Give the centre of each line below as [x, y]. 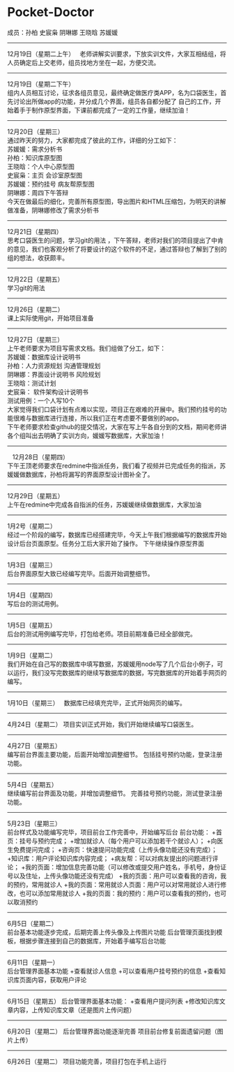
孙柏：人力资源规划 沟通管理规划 [54, 365]
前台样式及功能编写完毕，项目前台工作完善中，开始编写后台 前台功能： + [112, 832]
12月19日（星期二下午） [41, 84]
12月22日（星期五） [36, 279]
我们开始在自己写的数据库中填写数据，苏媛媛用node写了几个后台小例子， [112, 664]
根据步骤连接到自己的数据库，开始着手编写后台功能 [92, 941]
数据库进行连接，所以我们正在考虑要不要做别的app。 [107, 418]
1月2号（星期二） [32, 526]
